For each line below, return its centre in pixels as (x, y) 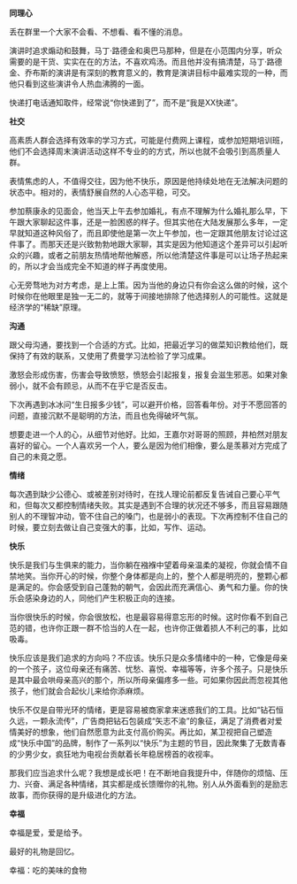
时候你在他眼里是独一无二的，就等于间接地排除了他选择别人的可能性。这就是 (148, 296)
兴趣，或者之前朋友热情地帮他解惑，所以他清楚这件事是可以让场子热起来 (156, 255)
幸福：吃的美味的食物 (48, 870)
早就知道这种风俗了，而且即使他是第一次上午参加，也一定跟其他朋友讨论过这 (148, 233)
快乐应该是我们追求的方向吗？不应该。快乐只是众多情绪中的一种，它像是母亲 (148, 658)
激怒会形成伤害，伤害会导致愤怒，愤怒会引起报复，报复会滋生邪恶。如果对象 (148, 375)
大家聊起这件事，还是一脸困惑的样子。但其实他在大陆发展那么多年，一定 (156, 222)
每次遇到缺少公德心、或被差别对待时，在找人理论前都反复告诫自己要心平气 (145, 494)
